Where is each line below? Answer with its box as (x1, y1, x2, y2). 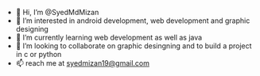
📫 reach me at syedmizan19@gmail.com (15, 59, 149, 67)
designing (15, 25, 49, 33)
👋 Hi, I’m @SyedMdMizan (15, 8, 99, 17)
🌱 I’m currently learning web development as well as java (15, 32, 203, 42)
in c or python (15, 50, 62, 59)
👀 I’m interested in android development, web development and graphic (15, 16, 250, 25)
